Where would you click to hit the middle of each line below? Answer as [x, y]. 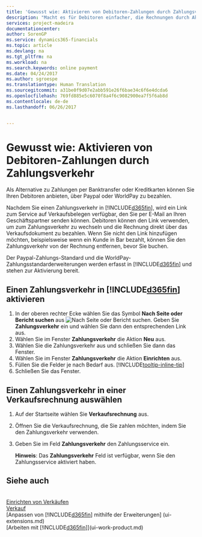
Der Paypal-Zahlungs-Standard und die [55, 258]
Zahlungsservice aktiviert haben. [56, 462]
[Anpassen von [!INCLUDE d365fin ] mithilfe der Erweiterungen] [84, 514]
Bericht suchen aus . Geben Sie [97, 320]
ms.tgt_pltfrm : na [29, 57]
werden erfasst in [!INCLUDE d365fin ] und [140, 264]
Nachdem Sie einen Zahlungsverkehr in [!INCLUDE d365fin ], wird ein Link [97, 208]
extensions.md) [26, 521]
